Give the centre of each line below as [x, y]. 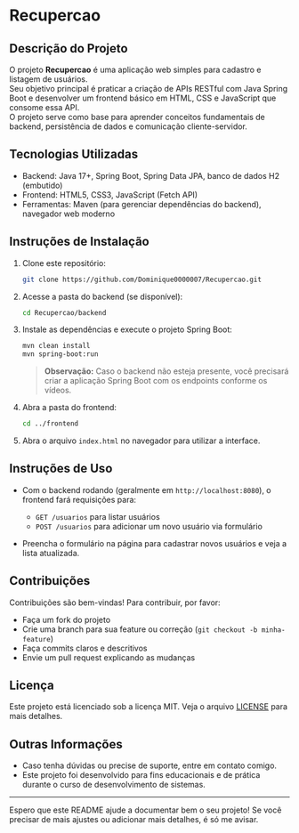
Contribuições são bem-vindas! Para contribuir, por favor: [115, 603]
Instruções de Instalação [79, 242]
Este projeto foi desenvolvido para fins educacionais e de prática [141, 775]
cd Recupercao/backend [64, 312]
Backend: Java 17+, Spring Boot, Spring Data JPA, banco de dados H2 [151, 175]
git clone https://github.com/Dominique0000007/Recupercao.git [142, 279]
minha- [274, 630]
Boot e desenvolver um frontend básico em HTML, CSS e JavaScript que [143, 98]
